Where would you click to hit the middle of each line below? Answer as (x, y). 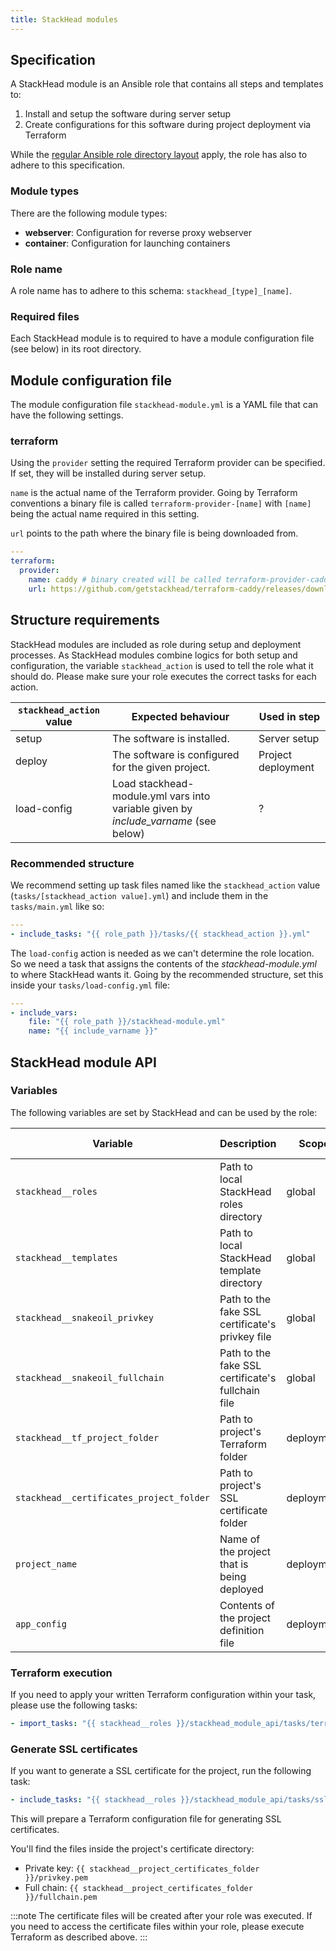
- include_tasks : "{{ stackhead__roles (93, 1800)
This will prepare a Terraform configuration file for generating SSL (146, 1819)
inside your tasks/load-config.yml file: (90, 985)
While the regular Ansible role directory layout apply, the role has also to (159, 155)
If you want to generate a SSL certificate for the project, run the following (161, 1771)
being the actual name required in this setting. (105, 514)
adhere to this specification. (68, 165)
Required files (45, 316)
